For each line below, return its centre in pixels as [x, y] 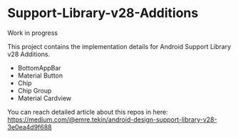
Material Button [40, 75]
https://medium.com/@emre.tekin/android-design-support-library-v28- [112, 120]
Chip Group [35, 90]
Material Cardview [45, 98]
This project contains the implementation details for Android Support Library [119, 46]
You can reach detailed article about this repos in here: [88, 112]
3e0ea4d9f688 [30, 127]
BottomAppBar [40, 68]
